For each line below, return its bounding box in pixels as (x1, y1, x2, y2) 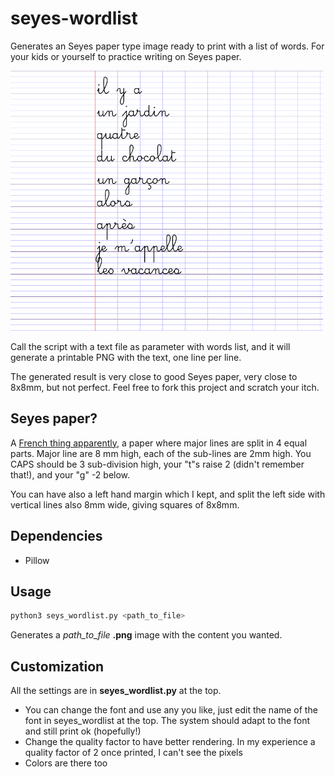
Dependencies (10, 528, 103, 545)
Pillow (24, 554, 50, 566)
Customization (10, 658, 105, 675)
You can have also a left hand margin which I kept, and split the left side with (10, 488, 326, 500)
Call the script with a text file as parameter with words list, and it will (10, 340, 291, 352)
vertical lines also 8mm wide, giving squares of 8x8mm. (10, 498, 240, 511)
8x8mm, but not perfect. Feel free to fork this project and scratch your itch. (10, 381, 320, 393)
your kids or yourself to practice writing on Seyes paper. (10, 50, 242, 62)
